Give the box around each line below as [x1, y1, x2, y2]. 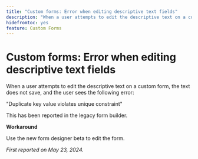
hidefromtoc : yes [6, 20, 49, 25]
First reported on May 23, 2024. [6, 146, 84, 154]
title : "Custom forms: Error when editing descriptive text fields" [6, 8, 178, 15]
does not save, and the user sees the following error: [6, 89, 134, 96]
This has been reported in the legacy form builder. [6, 112, 128, 119]
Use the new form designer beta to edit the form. [6, 135, 125, 142]
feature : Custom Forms [6, 25, 62, 31]
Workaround [6, 124, 38, 131]
